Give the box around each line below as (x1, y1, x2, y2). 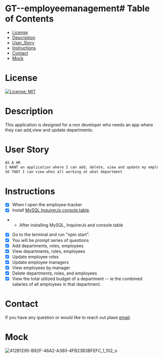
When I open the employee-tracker (12, 202, 82, 208)
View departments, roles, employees (12, 248, 86, 254)
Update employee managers (12, 259, 69, 265)
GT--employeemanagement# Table (5, 3, 150, 14)
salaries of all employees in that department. (12, 281, 101, 287)
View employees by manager (12, 264, 70, 271)
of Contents (5, 13, 54, 24)
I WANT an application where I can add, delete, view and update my (5, 164, 147, 170)
